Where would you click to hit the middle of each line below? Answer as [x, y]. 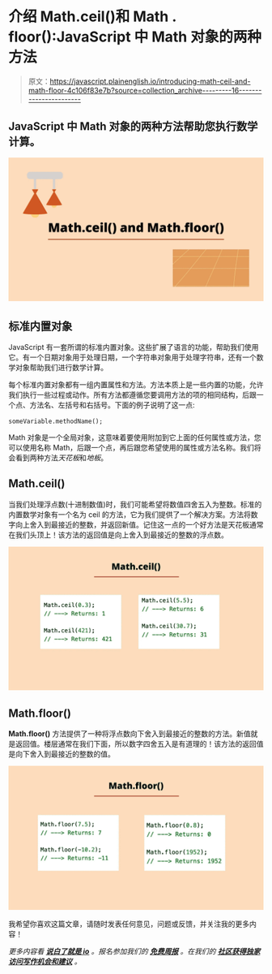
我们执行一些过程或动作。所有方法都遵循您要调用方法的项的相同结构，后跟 [132, 395]
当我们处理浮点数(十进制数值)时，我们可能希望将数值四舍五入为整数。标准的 [135, 504]
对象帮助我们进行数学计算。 [61, 368]
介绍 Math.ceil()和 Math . [92, 17]
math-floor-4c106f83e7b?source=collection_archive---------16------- [145, 90]
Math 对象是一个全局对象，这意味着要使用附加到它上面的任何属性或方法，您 [135, 437]
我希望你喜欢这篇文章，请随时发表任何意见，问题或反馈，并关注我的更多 [129, 924]
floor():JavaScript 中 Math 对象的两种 [135, 37]
